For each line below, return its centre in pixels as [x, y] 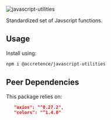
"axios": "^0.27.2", [39, 107]
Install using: [21, 53]
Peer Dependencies [43, 82]
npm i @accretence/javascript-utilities [56, 64]
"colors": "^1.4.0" [37, 113]
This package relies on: [34, 96]
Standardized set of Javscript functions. [54, 20]
